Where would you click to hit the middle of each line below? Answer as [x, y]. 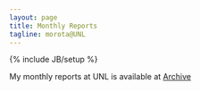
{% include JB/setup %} [54, 60]
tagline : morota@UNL [48, 34]
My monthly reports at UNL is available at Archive [100, 77]
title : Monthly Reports [54, 26]
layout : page [33, 17]
